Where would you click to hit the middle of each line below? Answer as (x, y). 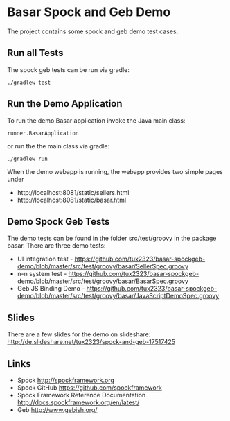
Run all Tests (35, 53)
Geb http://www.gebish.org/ (57, 410)
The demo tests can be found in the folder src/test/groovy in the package (112, 238)
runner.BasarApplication (43, 133)
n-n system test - (42, 274)
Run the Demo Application (65, 104)
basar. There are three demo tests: (56, 246)
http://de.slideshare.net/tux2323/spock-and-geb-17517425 (91, 342)
